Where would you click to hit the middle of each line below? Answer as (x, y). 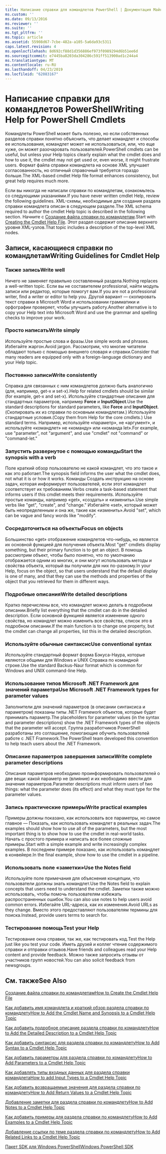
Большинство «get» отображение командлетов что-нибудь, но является (82, 539)
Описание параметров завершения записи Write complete (79, 756)
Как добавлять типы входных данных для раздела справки (67, 1072)
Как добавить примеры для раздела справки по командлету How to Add (81, 1117)
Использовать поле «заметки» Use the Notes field (68, 868)
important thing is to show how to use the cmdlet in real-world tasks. (75, 834)
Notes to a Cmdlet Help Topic (35, 1107)
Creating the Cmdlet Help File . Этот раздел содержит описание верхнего (81, 222)
